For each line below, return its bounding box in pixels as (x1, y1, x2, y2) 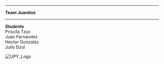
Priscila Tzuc (5, 29, 31, 34)
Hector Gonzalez (5, 39, 39, 45)
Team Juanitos (5, 10, 36, 15)
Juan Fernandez (5, 34, 38, 39)
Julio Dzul (5, 44, 25, 50)
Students (5, 24, 24, 29)
